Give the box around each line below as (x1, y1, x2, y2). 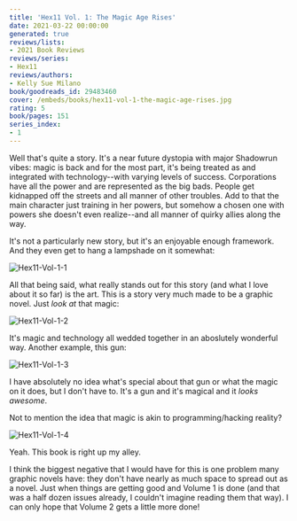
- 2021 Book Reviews (9, 46, 86, 55)
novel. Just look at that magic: (9, 298, 120, 308)
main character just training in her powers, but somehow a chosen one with (9, 199, 285, 210)
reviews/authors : (9, 71, 74, 80)
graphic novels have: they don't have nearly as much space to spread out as (9, 473, 288, 484)
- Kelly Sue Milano (9, 79, 82, 88)
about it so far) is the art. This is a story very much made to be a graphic (9, 289, 273, 299)
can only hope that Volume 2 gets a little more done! (9, 502, 200, 512)
